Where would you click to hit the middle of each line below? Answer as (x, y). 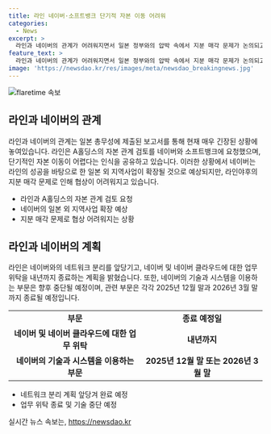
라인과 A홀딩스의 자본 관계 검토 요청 (76, 198)
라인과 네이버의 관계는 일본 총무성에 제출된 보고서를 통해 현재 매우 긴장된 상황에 (133, 141)
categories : (28, 23)
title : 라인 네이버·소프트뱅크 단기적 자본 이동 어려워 (87, 16)
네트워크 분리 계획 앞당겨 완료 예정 (74, 394)
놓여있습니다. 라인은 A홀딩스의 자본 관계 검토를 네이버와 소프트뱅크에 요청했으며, (135, 151)
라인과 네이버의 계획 (55, 246)
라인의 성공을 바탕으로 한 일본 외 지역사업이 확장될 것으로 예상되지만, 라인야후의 (133, 171)
